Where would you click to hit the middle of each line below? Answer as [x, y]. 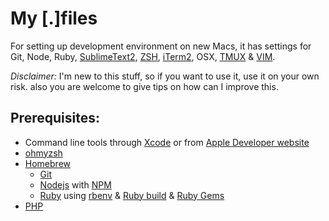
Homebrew [47, 163]
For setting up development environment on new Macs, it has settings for [161, 46]
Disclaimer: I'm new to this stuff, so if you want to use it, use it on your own [165, 76]
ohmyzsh [43, 153]
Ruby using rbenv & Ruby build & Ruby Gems [132, 195]
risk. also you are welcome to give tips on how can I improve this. [144, 86]
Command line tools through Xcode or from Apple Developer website [167, 142]
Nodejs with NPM [75, 184]
